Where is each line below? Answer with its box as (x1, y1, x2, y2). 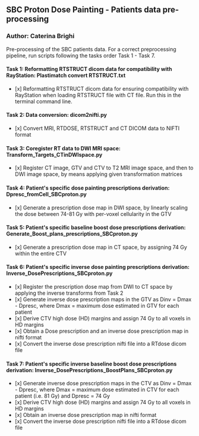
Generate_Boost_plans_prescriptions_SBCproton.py (6, 230, 138, 237)
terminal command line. (14, 98, 72, 105)
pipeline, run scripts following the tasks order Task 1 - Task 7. (6, 52, 156, 59)
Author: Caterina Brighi (6, 32, 75, 41)
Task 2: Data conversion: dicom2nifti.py (6, 112, 107, 119)
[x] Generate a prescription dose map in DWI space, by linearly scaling (14, 204, 188, 211)
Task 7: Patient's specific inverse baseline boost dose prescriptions (6, 360, 177, 367)
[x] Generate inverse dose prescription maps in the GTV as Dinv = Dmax (14, 295, 192, 303)
